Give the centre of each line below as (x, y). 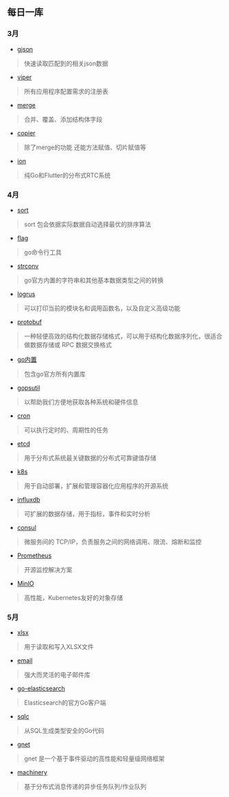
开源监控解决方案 (48, 569)
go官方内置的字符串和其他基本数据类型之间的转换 (94, 280)
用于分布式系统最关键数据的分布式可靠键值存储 (90, 458)
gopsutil (28, 387)
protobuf (29, 321)
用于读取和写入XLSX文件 (59, 647)
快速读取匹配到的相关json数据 (66, 63)
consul (26, 527)
